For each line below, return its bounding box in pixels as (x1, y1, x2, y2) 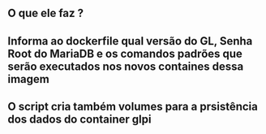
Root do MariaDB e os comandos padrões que (7, 46, 242, 60)
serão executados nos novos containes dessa (7, 59, 244, 73)
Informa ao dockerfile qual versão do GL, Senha (7, 34, 253, 48)
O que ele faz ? (7, 6, 84, 20)
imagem (7, 72, 49, 86)
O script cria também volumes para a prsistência (7, 100, 259, 114)
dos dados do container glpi (7, 113, 152, 127)
